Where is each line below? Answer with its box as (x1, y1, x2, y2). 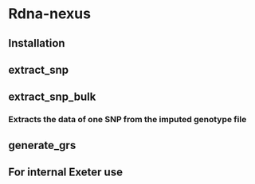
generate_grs (8, 138, 76, 151)
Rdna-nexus (8, 5, 92, 23)
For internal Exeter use (8, 166, 124, 179)
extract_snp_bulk (8, 90, 96, 104)
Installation (8, 36, 65, 50)
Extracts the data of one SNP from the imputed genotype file (8, 114, 247, 125)
